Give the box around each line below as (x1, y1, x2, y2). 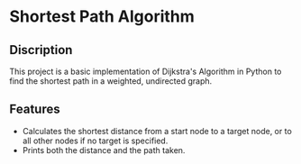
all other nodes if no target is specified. (22, 135, 169, 146)
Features (9, 102, 60, 117)
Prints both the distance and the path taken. (22, 144, 186, 155)
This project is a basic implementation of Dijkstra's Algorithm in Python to (9, 66, 282, 77)
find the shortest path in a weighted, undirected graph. (9, 76, 213, 87)
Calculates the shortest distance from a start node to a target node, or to (22, 125, 293, 136)
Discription (9, 42, 73, 58)
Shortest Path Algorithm (9, 6, 196, 27)
